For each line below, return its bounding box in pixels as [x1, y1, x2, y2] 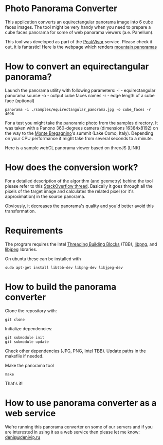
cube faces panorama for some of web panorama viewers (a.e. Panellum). [5, 29, 154, 35]
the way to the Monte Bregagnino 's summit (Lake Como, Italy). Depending [5, 130, 154, 136]
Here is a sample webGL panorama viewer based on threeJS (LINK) [5, 144, 141, 151]
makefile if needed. [5, 353, 44, 359]
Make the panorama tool [5, 362, 54, 368]
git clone [5, 317, 25, 322]
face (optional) [5, 98, 35, 104]
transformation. [5, 208, 36, 214]
